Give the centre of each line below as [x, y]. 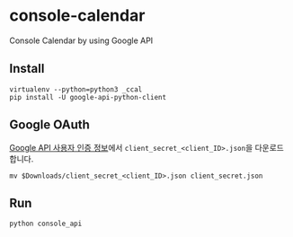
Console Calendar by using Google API [81, 40]
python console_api [46, 224]
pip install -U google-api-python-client [88, 97]
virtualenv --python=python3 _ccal [76, 89]
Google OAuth [49, 125]
